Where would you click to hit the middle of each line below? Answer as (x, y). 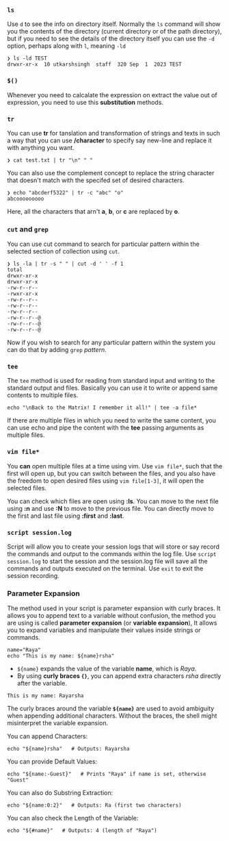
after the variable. (42, 683)
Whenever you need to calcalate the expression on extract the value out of (112, 95)
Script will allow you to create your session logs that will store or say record (113, 547)
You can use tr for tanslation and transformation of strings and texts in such (114, 133)
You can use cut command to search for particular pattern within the (103, 244)
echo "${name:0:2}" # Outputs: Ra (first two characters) (95, 805)
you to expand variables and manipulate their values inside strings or (104, 630)
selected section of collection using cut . (64, 251)
